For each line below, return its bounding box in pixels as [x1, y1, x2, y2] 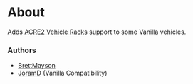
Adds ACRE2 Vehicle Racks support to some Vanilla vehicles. [7, 28, 187, 36]
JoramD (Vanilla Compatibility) [17, 68, 108, 78]
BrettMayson [17, 61, 56, 70]
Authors [7, 45, 37, 55]
